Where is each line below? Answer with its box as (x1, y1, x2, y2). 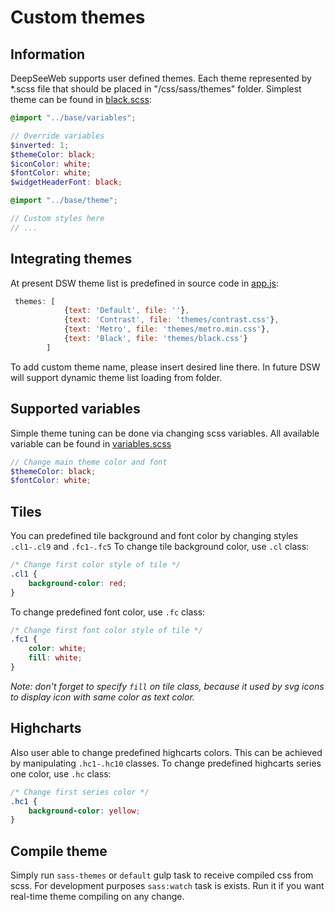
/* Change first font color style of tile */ (10, 625, 203, 635)
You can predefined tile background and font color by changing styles (10, 530, 299, 542)
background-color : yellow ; (28, 806, 141, 816)
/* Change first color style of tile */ (10, 560, 182, 570)
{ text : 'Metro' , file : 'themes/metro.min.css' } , (63, 324, 271, 335)
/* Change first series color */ (10, 787, 150, 797)
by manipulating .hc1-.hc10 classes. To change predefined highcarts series (10, 757, 322, 769)
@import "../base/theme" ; (10, 196, 118, 206)
